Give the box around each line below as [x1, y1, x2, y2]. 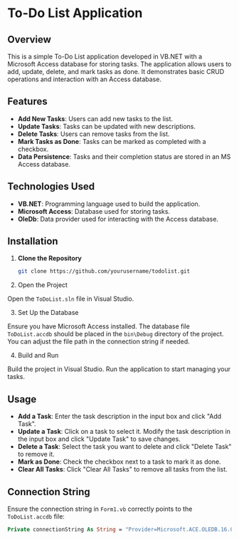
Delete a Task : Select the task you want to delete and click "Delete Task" [17, 442, 232, 451]
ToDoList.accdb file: [7, 512, 65, 521]
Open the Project [17, 281, 68, 289]
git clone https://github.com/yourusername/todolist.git [17, 268, 191, 275]
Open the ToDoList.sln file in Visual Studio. [7, 294, 134, 303]
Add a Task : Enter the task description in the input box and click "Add [17, 412, 222, 421]
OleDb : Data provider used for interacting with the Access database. [17, 214, 219, 223]
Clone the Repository [17, 254, 82, 263]
